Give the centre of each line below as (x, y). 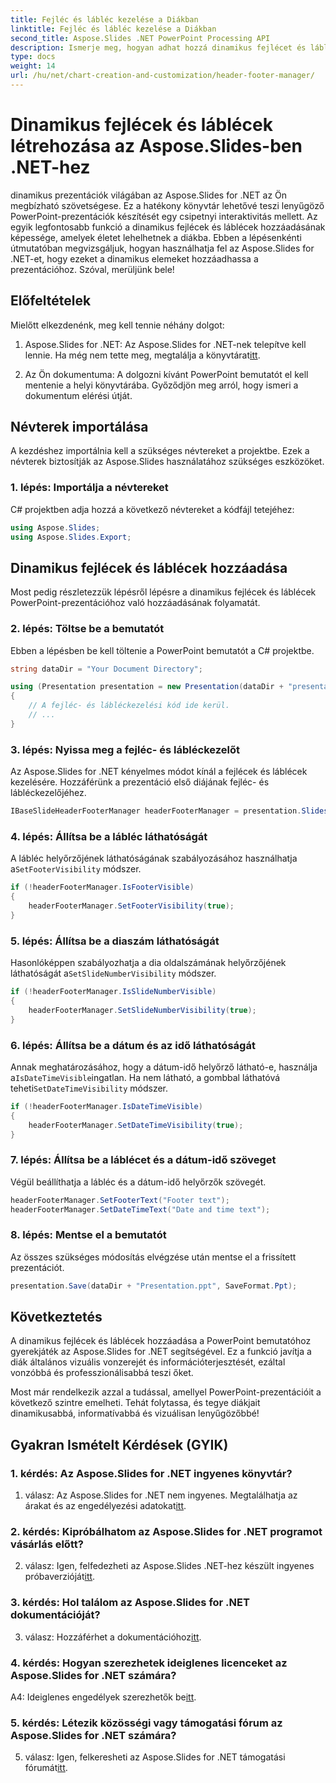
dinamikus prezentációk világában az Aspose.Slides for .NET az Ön (149, 195)
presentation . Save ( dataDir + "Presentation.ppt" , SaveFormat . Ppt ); (154, 1286)
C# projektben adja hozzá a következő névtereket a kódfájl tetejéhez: (152, 509)
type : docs (33, 57)
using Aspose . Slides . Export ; (71, 537)
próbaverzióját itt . (60, 1577)
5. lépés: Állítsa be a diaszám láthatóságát (115, 941)
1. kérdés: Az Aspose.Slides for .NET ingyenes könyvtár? (151, 1473)
